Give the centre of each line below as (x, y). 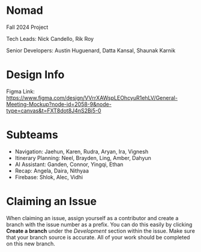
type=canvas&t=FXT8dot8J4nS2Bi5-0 (54, 110)
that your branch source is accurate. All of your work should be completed (98, 237)
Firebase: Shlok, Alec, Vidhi (49, 177)
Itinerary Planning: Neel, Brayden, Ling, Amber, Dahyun (83, 158)
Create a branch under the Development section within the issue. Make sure (100, 231)
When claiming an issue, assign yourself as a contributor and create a (92, 218)
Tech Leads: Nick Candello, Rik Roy (50, 38)
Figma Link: (20, 91)
